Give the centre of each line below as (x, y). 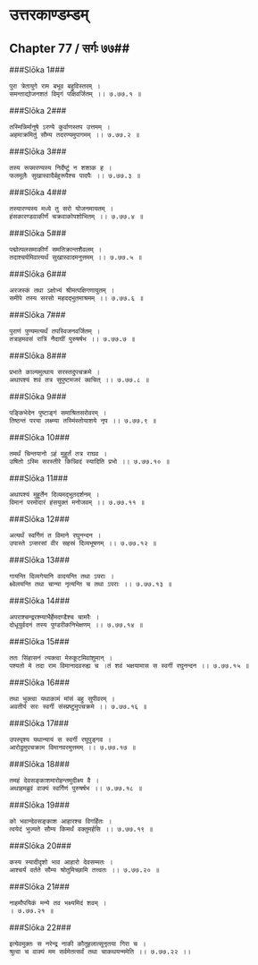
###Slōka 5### (38, 233)
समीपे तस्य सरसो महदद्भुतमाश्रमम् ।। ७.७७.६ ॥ (76, 298)
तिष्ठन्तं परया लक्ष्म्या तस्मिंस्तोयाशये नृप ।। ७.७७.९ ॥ (83, 421)
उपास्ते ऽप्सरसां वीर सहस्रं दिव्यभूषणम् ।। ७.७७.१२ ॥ (83, 543)
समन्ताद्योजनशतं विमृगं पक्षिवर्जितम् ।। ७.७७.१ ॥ (75, 94)
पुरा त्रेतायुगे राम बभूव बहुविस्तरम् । (55, 86)
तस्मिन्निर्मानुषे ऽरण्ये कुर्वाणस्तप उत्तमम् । (60, 127)
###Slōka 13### (39, 560)
